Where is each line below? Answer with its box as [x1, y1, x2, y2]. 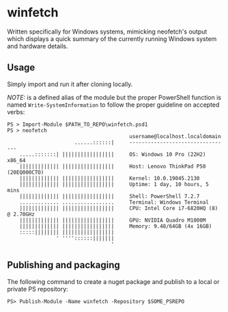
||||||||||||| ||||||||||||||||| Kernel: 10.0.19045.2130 [19, 174, 200, 182]
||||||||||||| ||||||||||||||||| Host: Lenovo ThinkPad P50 [19, 163, 206, 170]
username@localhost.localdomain [129, 133, 222, 140]
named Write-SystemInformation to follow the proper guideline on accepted [7, 101, 220, 109]
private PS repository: [7, 285, 68, 293]
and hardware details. [7, 42, 68, 50]
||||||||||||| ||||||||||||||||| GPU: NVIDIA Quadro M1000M [19, 217, 206, 224]
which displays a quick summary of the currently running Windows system [7, 34, 217, 42]
